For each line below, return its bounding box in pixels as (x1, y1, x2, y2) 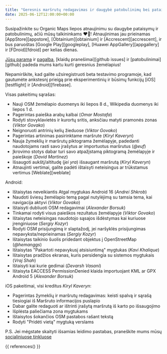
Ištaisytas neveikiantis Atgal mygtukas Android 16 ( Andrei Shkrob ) (12, 189, 147, 195)
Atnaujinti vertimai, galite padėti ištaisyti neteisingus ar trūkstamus (12, 164, 148, 170)
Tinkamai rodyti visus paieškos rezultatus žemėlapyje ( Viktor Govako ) (12, 210, 156, 216)
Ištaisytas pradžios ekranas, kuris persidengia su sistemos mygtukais (12, 252, 155, 258)
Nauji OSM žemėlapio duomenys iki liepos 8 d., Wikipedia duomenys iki (12, 101, 159, 107)
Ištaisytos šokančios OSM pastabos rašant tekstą (12, 313, 113, 319)
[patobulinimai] (130, 56, 162, 62)
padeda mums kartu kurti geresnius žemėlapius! (22, 62, 121, 68)
